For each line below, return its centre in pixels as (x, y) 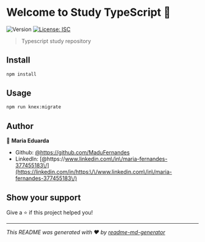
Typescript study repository (56, 41)
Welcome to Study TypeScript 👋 (88, 12)
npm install (21, 74)
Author (20, 126)
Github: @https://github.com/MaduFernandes (72, 153)
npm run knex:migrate (34, 107)
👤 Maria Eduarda (28, 141)
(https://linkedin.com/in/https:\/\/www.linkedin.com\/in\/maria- (94, 172)
